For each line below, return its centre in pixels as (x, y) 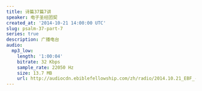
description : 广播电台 (33, 40)
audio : (14, 45)
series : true (23, 34)
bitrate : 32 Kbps (39, 62)
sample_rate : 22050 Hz (45, 67)
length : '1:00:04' (40, 56)
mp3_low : (23, 51)
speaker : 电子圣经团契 (32, 17)
